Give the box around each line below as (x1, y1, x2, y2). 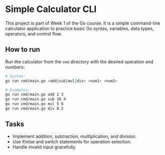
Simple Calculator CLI (5, 4, 96, 15)
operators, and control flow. (5, 31, 62, 37)
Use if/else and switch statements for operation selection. (12, 138, 131, 144)
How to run (5, 45, 40, 54)
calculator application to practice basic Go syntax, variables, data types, (5, 25, 154, 31)
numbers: (5, 64, 25, 70)
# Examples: (5, 87, 30, 92)
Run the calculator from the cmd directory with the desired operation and (5, 59, 153, 65)
